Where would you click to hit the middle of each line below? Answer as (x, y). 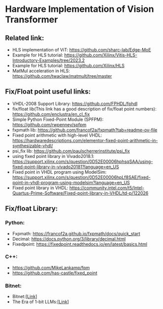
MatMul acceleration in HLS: (41, 71)
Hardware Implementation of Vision (80, 9)
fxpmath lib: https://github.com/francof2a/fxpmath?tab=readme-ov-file (85, 130)
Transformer (32, 20)
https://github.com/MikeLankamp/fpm (51, 267)
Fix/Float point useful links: (48, 92)
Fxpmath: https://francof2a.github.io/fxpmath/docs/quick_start (76, 233)
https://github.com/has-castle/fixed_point (55, 273)
